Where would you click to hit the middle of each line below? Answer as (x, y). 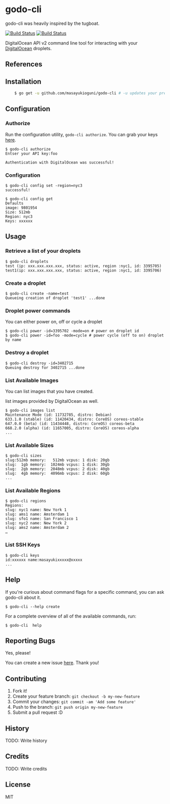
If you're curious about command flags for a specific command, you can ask (85, 592)
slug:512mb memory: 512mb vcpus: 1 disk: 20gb (57, 460)
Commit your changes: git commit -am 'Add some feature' (74, 702)
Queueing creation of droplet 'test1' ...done (55, 298)
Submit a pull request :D (38, 712)
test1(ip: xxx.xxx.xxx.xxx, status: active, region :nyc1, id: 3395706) (83, 270)
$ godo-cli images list (30, 410)
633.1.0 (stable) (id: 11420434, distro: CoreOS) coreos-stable (74, 419)
